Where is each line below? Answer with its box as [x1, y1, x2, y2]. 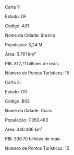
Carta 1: [5, 4, 20, 10]
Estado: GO [5, 89, 28, 94]
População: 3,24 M [5, 42, 43, 48]
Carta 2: [5, 80, 21, 85]
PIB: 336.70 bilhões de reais [5, 136, 61, 141]
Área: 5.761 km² [5, 51, 36, 57]
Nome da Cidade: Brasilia [5, 33, 55, 38]
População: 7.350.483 [5, 117, 49, 123]
